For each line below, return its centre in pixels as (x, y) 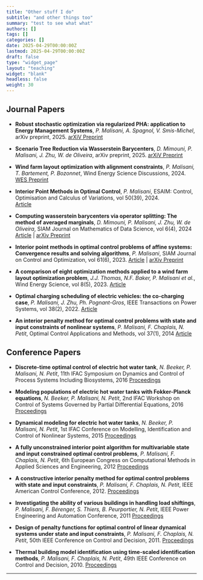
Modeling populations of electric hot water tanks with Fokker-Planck (103, 391)
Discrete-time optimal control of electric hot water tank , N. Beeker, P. (103, 367)
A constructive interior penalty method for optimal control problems (102, 478)
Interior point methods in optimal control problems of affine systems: (103, 247)
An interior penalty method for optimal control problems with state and (106, 321)
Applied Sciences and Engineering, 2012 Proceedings (82, 466)
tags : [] (17, 34)
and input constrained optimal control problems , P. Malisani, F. (95, 454)
